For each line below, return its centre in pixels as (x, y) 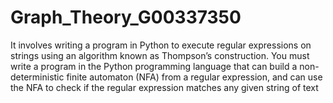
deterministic (37, 77)
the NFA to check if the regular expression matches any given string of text (164, 87)
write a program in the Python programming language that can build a (154, 66)
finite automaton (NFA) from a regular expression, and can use (194, 77)
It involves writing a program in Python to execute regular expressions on (161, 45)
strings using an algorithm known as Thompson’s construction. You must (160, 55)
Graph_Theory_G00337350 (126, 17)
